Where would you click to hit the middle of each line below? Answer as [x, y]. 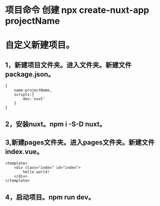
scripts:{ [24, 95]
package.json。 [30, 74]
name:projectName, [33, 90]
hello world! [36, 172]
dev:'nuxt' [34, 99]
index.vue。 [24, 152]
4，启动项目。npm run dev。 [50, 197]
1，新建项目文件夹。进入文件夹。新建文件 [69, 65]
